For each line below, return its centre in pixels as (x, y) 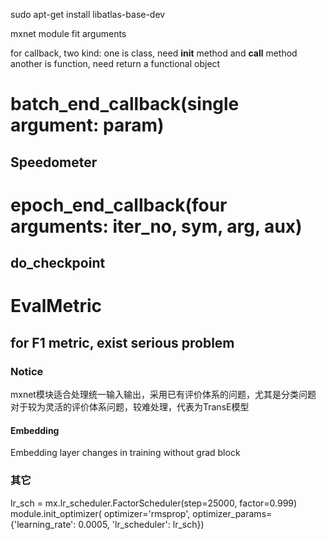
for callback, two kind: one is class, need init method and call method (154, 53)
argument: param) (87, 125)
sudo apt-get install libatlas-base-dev (88, 14)
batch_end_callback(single (125, 104)
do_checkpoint (58, 263)
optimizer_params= (232, 513)
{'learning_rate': (43, 524)
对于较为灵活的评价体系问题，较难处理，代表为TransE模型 (130, 407)
